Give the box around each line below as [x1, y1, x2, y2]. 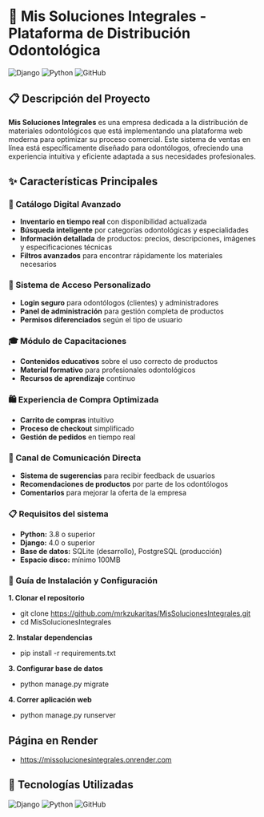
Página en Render [8, 734, 98, 747]
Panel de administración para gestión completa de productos [19, 306, 224, 316]
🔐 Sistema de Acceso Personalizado [8, 280, 151, 291]
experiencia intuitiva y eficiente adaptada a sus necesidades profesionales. [8, 152, 256, 161]
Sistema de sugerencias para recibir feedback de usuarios [19, 471, 216, 480]
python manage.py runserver [19, 710, 116, 720]
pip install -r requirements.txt [19, 649, 116, 658]
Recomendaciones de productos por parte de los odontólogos [19, 479, 229, 488]
